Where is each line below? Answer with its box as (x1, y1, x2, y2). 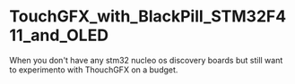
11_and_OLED (9, 25, 109, 46)
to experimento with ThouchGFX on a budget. (9, 64, 178, 75)
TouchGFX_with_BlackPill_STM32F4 (9, 6, 287, 27)
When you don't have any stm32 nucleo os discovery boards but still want (9, 55, 283, 65)
